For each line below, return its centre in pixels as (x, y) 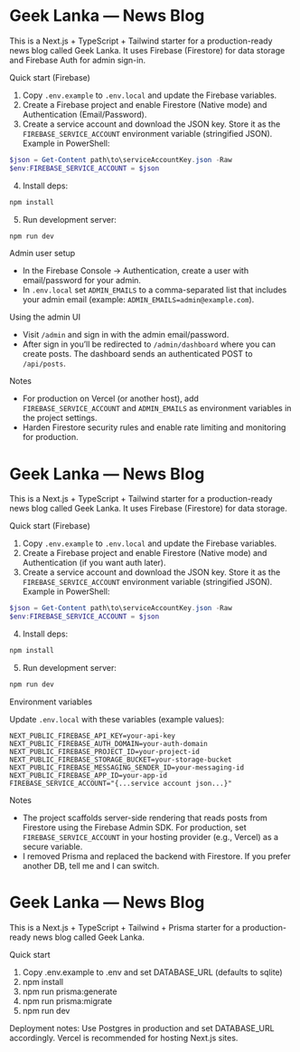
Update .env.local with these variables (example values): (117, 719)
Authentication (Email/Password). (84, 114)
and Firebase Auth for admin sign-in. (78, 60)
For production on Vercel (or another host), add (110, 398)
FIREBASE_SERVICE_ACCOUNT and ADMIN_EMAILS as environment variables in (157, 408)
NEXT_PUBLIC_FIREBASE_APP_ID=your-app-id (89, 775)
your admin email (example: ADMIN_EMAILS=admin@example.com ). (138, 300)
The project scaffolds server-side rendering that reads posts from (145, 818)
